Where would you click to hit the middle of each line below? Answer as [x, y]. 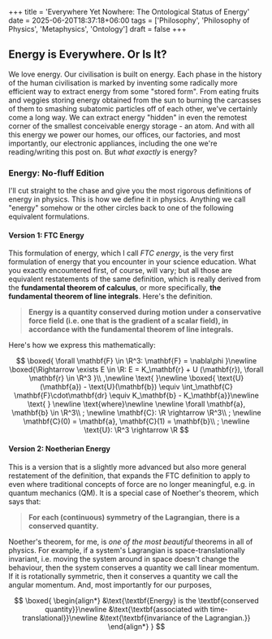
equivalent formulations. [49, 217]
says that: [25, 501]
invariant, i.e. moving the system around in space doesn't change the [124, 559]
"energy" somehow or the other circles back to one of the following [121, 208]
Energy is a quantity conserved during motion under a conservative [145, 312]
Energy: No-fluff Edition [56, 172]
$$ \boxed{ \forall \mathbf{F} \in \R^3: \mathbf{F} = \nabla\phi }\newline [136, 361]
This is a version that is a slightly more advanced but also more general [127, 467]
